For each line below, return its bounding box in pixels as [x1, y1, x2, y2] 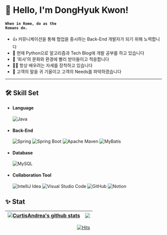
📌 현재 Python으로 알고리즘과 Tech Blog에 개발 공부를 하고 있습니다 [12, 50, 145, 56]
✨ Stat [5, 197, 25, 206]
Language [12, 105, 34, 111]
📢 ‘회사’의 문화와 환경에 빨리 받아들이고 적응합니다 [12, 57, 109, 62]
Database [12, 150, 33, 156]
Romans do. [5, 25, 28, 30]
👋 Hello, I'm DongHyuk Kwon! [5, 4, 129, 16]
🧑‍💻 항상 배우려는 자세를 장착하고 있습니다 [12, 62, 93, 68]
